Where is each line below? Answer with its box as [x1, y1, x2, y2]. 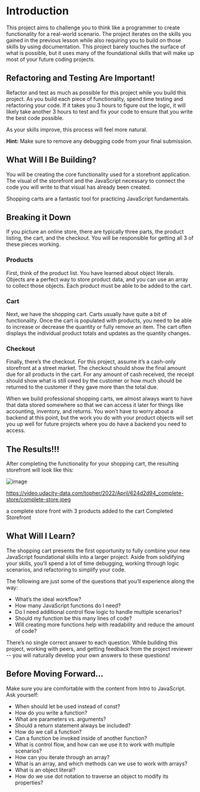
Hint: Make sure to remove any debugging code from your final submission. [6, 137, 193, 145]
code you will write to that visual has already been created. [6, 184, 151, 191]
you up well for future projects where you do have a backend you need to [6, 420, 187, 428]
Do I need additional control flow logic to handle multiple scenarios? [14, 608, 182, 615]
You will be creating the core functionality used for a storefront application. [6, 170, 191, 178]
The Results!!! [6, 444, 60, 454]
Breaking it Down [6, 212, 72, 222]
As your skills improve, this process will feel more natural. [6, 126, 147, 133]
